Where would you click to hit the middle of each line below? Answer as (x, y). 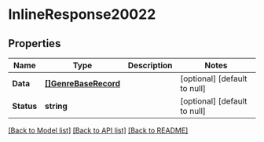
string (56, 106)
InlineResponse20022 (82, 15)
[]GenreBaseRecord (82, 84)
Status (25, 106)
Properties (35, 44)
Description (150, 66)
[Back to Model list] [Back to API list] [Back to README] (98, 130)
